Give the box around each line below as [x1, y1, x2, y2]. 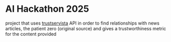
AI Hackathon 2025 [5, 3, 89, 15]
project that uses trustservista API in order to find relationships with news [5, 20, 160, 26]
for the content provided [5, 31, 57, 37]
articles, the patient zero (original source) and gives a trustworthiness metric [5, 25, 166, 31]
